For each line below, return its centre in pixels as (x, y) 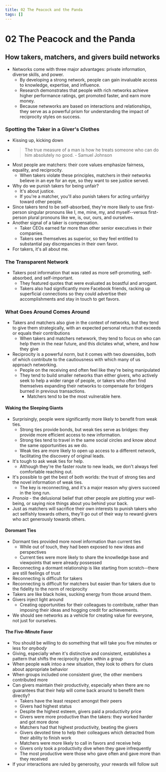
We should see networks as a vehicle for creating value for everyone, (83, 615)
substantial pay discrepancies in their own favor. (69, 244)
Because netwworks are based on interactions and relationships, (85, 106)
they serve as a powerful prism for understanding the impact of (84, 111)
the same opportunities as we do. (54, 445)
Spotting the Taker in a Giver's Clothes (52, 129)
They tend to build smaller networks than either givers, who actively (89, 376)
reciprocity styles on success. (50, 117)
